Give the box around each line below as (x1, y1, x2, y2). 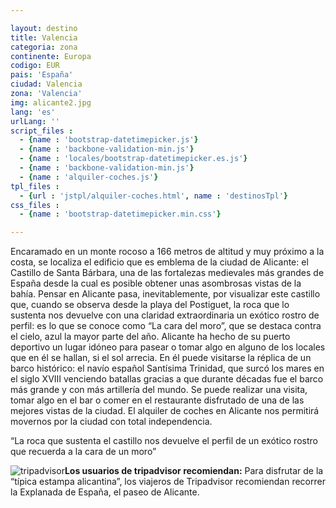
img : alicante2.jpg (10, 97, 92, 108)
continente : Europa (10, 51, 92, 61)
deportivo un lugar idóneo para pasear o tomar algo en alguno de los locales (10, 341, 326, 353)
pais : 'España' (10, 70, 74, 80)
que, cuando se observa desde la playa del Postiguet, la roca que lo (10, 299, 290, 311)
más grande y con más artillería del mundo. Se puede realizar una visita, (10, 384, 308, 396)
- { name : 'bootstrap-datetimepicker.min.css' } (19, 209, 222, 220)
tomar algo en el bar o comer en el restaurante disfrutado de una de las (10, 394, 305, 406)
